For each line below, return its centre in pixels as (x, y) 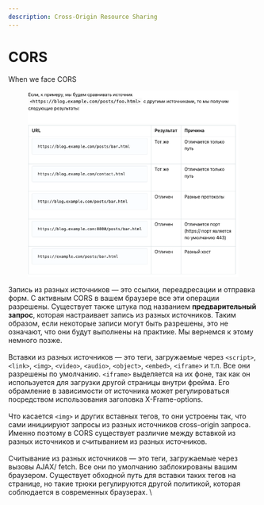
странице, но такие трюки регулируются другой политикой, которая (124, 484)
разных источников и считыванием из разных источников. (108, 441)
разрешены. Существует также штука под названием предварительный (132, 306)
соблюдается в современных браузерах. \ (80, 492)
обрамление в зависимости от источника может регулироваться (119, 391)
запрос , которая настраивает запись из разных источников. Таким (122, 315)
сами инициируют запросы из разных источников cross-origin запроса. (130, 424)
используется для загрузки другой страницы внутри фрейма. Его (119, 382)
